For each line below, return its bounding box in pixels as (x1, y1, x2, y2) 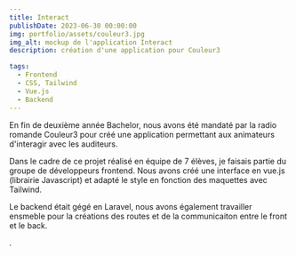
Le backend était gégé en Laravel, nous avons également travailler (9, 201, 252, 211)
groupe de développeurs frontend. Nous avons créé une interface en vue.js (9, 165, 286, 176)
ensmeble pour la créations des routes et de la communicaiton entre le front (9, 211, 287, 221)
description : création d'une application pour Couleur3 (9, 46, 220, 55)
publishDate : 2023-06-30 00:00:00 (9, 21, 138, 30)
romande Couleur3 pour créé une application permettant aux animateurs (9, 129, 276, 139)
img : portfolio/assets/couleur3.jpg (9, 29, 145, 38)
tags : (9, 62, 29, 71)
